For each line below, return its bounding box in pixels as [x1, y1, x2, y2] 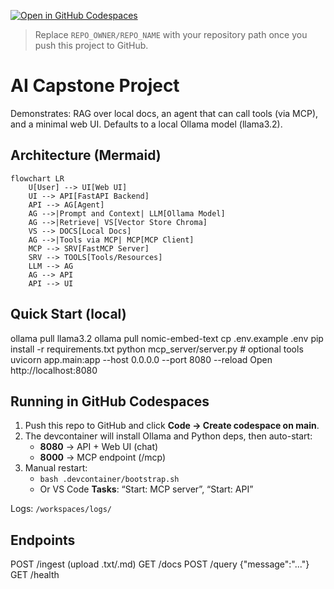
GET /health [10, 569, 60, 581]
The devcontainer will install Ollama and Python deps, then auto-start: [24, 430, 313, 442]
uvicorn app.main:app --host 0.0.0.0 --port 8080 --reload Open [10, 353, 273, 365]
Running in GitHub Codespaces [10, 393, 210, 410]
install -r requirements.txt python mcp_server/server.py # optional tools [10, 343, 304, 355]
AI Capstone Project [10, 75, 180, 97]
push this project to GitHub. [34, 40, 149, 51]
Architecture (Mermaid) [10, 147, 162, 164]
